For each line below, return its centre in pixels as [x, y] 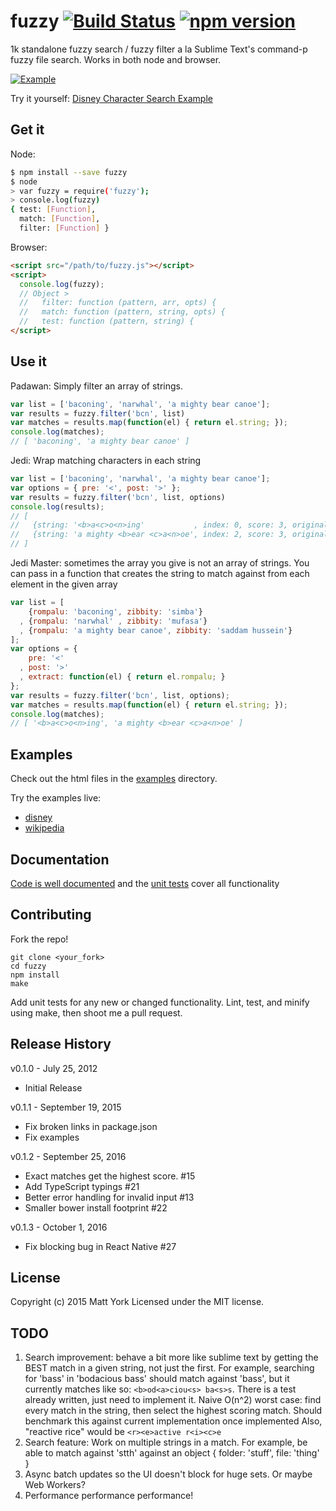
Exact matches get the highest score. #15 [110, 1176]
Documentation [60, 859]
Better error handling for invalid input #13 [109, 1197]
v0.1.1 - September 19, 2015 [66, 1107]
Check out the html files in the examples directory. [114, 779]
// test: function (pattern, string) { [107, 321]
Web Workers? [55, 1485]
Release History [61, 1044]
